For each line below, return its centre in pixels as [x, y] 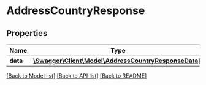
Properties [27, 33]
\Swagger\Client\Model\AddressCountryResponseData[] [118, 61]
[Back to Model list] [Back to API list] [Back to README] [77, 76]
